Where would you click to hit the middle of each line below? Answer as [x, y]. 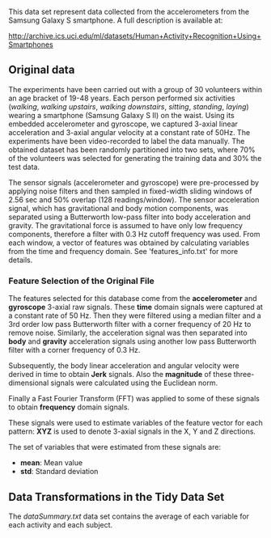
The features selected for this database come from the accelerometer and [133, 299]
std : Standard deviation [59, 472]
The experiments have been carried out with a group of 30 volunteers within [135, 89]
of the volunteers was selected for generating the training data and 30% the [135, 158]
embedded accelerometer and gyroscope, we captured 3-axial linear [123, 124]
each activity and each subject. [61, 524]
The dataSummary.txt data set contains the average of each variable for [129, 516]
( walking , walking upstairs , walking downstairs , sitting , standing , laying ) [129, 106]
